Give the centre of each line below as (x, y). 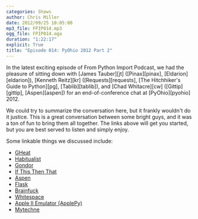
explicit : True (25, 45)
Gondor (24, 165)
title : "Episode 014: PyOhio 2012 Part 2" (59, 51)
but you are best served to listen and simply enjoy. (68, 129)
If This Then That (36, 171)
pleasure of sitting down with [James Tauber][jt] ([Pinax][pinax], (84, 73)
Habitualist (28, 159)
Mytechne (27, 209)
